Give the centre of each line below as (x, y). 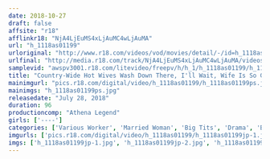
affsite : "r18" (34, 31)
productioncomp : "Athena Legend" (64, 113)
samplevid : (27, 68)
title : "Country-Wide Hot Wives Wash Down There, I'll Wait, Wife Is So (133, 75)
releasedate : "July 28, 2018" (59, 98)
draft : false (30, 23)
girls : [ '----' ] (35, 120)
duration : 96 (30, 105)
